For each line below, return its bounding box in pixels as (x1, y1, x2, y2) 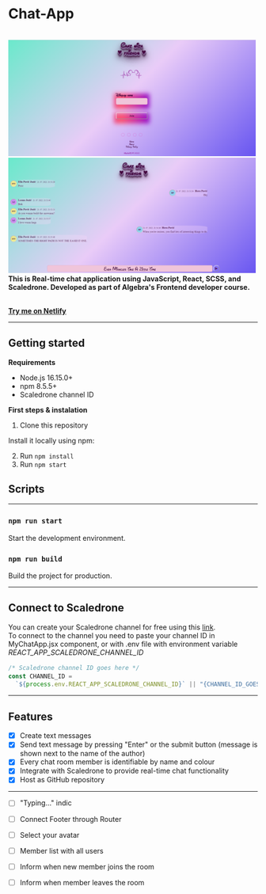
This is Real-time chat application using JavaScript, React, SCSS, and (8, 274, 241, 283)
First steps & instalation (8, 405, 88, 414)
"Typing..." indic (19, 798, 73, 808)
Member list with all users (19, 846, 104, 855)
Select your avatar (19, 830, 80, 839)
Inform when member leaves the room (19, 877, 145, 887)
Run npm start (19, 459, 67, 469)
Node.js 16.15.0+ (19, 373, 74, 382)
